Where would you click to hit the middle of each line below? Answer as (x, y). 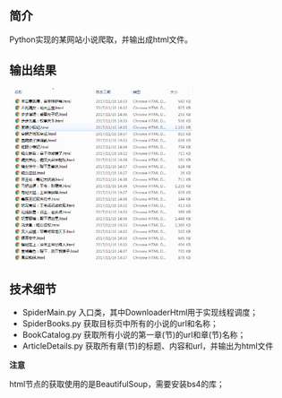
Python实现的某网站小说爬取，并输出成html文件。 (101, 39)
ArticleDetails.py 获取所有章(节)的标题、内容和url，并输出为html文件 (148, 346)
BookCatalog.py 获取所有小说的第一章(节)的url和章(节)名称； (134, 335)
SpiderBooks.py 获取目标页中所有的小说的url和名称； (120, 324)
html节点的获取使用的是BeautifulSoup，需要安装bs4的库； (117, 385)
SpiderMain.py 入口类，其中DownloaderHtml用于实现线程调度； (140, 313)
